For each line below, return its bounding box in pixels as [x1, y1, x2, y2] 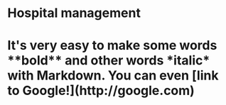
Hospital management [7, 5, 141, 21]
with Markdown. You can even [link [7, 67, 219, 84]
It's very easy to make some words [7, 38, 217, 54]
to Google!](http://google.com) [7, 83, 195, 99]
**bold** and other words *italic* [7, 52, 210, 69]
